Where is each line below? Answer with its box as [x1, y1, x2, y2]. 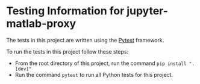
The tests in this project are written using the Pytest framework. [6, 36, 164, 43]
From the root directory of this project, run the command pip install [14, 60, 187, 67]
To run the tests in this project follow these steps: [6, 48, 128, 55]
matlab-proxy [6, 17, 77, 30]
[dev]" [14, 66, 32, 72]
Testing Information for [6, 4, 125, 18]
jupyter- [126, 4, 169, 18]
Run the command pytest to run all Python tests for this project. [14, 71, 173, 78]
